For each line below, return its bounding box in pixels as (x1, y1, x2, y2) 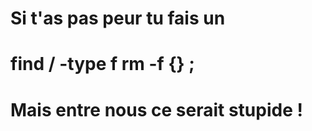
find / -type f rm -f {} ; (10, 53, 195, 76)
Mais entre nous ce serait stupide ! (10, 98, 303, 121)
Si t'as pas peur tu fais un (10, 7, 226, 30)
